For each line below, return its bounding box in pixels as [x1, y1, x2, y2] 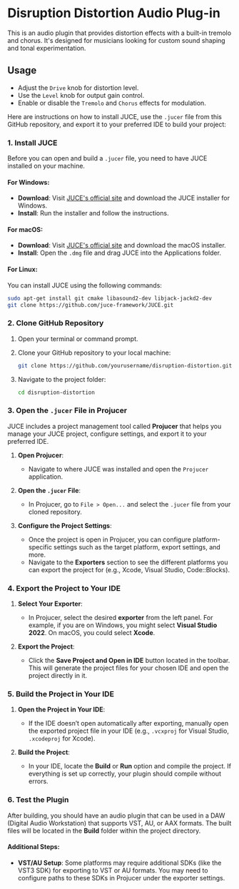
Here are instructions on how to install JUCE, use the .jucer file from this [7, 112, 223, 121]
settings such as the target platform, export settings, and [53, 542, 221, 551]
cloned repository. [28, 507, 82, 516]
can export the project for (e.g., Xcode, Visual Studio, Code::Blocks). [28, 565, 230, 574]
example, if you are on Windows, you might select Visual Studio [28, 621, 218, 629]
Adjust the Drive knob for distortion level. [17, 83, 139, 92]
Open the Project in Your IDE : [17, 705, 106, 714]
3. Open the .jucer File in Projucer [7, 405, 127, 415]
